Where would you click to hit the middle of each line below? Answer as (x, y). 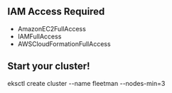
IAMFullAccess (39, 36)
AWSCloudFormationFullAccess (64, 44)
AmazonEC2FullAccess (52, 28)
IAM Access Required (56, 12)
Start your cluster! (49, 66)
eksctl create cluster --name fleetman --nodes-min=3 (86, 83)
